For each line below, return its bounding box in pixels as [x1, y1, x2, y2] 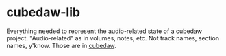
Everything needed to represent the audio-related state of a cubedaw [6, 27, 203, 35]
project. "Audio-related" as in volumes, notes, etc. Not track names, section [6, 34, 220, 42]
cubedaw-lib [6, 5, 80, 20]
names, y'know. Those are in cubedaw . [6, 41, 117, 49]
